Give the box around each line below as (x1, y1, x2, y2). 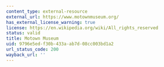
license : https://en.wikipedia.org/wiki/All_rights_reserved (6, 24, 159, 31)
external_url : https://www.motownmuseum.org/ (6, 14, 119, 20)
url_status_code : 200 (6, 47, 59, 52)
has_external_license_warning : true (6, 19, 95, 25)
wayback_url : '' (6, 52, 46, 58)
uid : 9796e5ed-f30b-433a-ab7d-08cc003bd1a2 (6, 41, 114, 47)
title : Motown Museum (6, 36, 59, 41)
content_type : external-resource (6, 8, 88, 15)
